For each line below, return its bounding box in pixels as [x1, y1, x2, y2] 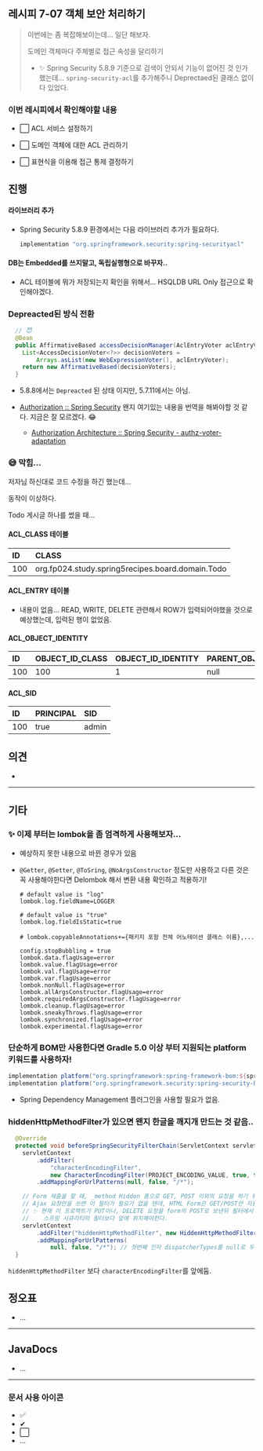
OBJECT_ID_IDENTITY [114, 653, 200, 664]
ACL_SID [8, 688, 38, 697]
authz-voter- [181, 428, 222, 437]
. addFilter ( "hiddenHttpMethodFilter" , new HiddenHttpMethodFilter [36, 1229, 258, 1237]
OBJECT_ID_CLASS [34, 653, 108, 664]
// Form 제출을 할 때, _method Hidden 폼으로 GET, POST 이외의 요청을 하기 [22, 1193, 249, 1201]
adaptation [31, 437, 67, 446]
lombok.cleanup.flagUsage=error [19, 1002, 125, 1010]
